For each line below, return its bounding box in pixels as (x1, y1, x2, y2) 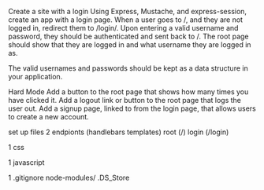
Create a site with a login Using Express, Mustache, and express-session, (8, 7, 247, 16)
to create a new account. (8, 112, 89, 121)
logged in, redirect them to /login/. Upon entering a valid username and (8, 24, 239, 32)
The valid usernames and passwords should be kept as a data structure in (8, 64, 248, 73)
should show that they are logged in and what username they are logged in (8, 40, 251, 49)
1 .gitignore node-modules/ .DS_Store (8, 173, 130, 182)
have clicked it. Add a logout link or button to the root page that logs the (8, 96, 242, 104)
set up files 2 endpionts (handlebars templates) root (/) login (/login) (8, 127, 229, 137)
